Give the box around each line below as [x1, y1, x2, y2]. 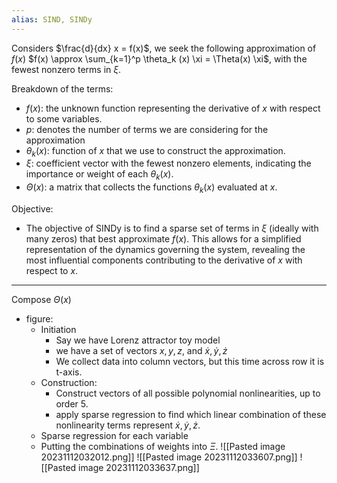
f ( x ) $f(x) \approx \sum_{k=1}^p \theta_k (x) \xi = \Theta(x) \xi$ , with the [11, 52, 308, 65]
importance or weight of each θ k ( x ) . [25, 168, 174, 183]
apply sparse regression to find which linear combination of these [55, 409, 327, 421]
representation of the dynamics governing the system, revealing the [25, 244, 306, 256]
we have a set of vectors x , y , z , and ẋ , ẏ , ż [55, 345, 228, 357]
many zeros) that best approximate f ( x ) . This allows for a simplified [25, 233, 302, 245]
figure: [25, 313, 54, 325]
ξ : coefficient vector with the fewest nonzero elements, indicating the [25, 157, 312, 170]
